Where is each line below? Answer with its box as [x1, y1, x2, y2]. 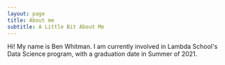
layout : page [7, 10, 45, 17]
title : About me [7, 17, 55, 24]
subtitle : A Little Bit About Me [7, 23, 105, 30]
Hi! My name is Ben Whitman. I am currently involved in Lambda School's [7, 43, 218, 51]
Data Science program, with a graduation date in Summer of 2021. [7, 50, 198, 58]
